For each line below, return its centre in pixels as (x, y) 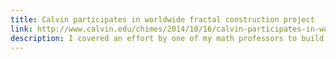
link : (21, 29)
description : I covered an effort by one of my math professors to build (167, 38)
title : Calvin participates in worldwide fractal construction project (162, 19)
